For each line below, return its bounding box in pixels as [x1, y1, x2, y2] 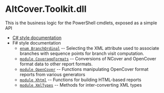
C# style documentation [12, 35, 62, 41]
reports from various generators [19, 71, 86, 77]
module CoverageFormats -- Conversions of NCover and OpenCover [19, 55, 157, 61]
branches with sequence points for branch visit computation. [19, 50, 145, 56]
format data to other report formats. [19, 61, 93, 67]
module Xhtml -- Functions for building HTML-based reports [19, 77, 142, 83]
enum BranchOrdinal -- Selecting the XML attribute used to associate [19, 45, 160, 51]
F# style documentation [12, 40, 61, 46]
